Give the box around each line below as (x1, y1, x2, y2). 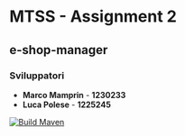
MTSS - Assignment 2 (9, 6, 178, 27)
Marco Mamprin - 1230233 (22, 89, 126, 100)
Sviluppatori (9, 69, 65, 82)
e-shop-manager (9, 42, 108, 58)
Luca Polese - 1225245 (22, 99, 111, 110)
